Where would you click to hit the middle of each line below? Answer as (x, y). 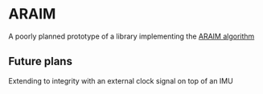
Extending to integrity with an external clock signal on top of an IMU (121, 80)
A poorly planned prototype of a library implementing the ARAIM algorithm (131, 36)
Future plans (40, 61)
